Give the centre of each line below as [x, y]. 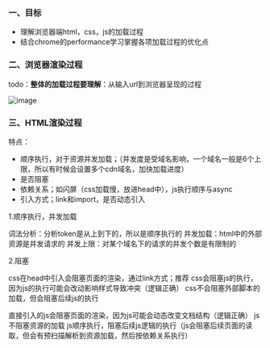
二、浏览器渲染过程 [46, 65]
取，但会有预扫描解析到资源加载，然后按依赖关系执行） [100, 335]
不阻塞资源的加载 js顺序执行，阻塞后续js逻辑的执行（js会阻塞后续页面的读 [131, 325]
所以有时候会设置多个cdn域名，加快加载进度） [111, 169]
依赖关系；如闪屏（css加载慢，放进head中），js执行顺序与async [126, 189]
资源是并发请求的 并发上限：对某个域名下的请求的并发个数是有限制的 [122, 243]
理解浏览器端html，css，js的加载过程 [81, 32]
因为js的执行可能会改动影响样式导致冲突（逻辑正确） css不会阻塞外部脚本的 [134, 287]
